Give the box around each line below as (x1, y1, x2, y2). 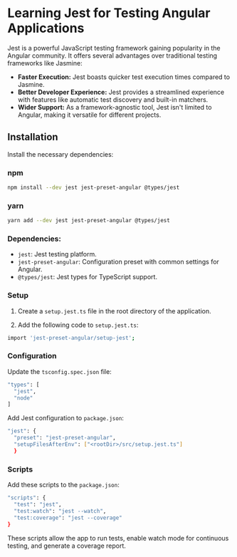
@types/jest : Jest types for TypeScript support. (17, 273, 158, 281)
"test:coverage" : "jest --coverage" (14, 514, 122, 521)
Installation (7, 131, 58, 143)
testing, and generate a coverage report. (7, 541, 127, 550)
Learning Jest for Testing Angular (7, 5, 211, 21)
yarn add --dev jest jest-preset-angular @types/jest (7, 217, 171, 224)
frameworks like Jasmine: (7, 58, 83, 67)
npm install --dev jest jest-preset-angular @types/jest (7, 184, 180, 192)
